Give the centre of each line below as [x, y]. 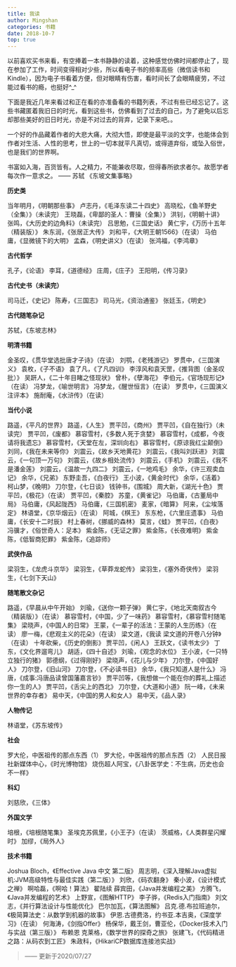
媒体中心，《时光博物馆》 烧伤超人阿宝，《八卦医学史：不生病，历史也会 [122, 764]
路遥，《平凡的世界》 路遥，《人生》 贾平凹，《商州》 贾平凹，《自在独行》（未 [116, 425]
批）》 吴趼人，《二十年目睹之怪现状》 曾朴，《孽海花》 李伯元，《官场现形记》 [116, 378]
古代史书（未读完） [35, 286]
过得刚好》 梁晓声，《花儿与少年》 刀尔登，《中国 [143, 660]
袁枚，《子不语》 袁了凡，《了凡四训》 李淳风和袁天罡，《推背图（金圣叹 [123, 369]
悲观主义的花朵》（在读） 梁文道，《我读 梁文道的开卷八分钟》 [135, 634]
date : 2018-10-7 [31, 33]
